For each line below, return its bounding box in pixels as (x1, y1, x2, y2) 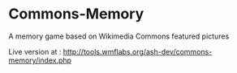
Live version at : (8, 47, 62, 56)
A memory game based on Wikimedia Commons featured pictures (8, 31, 230, 41)
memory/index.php (8, 55, 71, 65)
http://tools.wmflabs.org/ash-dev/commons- (62, 47, 213, 56)
